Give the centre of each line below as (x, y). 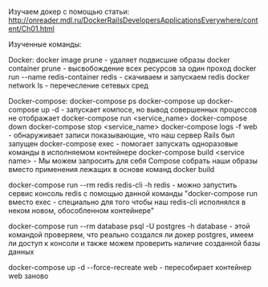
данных (21, 252)
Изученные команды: (45, 44)
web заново (28, 276)
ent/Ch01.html (31, 29)
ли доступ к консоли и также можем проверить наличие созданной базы (134, 243)
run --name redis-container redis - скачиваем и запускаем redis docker (129, 77)
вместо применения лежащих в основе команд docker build (112, 169)
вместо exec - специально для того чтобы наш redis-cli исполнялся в (127, 202)
